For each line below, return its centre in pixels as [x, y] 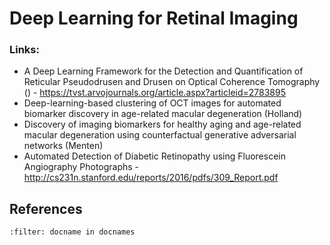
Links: [24, 50]
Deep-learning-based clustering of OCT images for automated [152, 103]
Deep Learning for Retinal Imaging [154, 18]
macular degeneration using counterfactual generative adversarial [160, 135]
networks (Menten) [63, 146]
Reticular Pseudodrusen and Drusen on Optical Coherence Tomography [172, 82]
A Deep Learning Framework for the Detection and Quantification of [163, 71]
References [46, 208]
